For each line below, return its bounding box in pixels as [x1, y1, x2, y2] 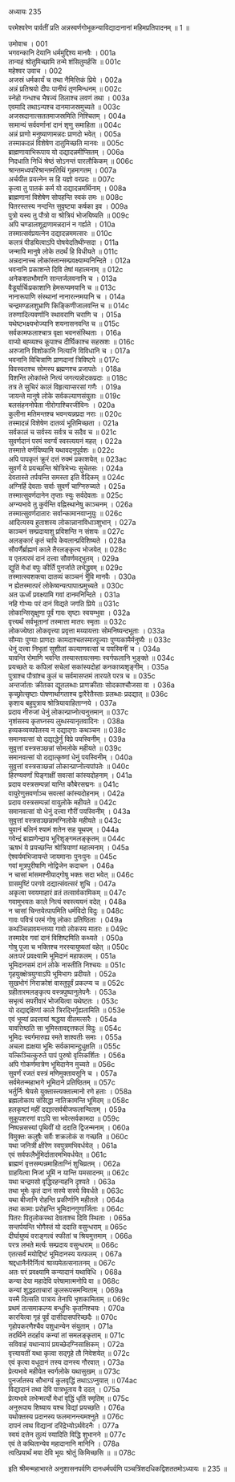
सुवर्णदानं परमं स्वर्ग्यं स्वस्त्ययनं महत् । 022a [8, 437, 123, 446]
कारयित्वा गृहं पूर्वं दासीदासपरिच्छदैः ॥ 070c [8, 1313, 118, 1321]
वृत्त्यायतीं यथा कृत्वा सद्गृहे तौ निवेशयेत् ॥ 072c [8, 1349, 131, 1358]
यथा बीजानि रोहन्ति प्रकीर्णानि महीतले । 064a [8, 1195, 124, 1204]
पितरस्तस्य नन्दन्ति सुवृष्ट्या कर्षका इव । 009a [8, 202, 128, 211]
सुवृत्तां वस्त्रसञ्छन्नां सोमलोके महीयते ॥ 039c [8, 743, 122, 753]
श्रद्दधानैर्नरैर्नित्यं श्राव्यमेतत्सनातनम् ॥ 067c [8, 1258, 116, 1268]
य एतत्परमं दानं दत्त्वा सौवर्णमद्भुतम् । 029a [8, 554, 120, 563]
